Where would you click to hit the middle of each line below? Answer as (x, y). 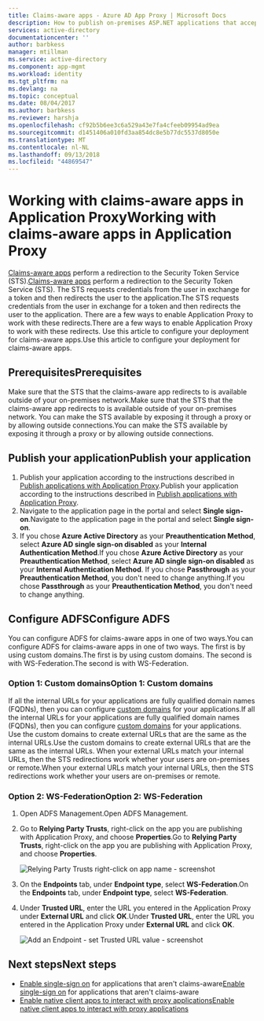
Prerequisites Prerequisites (75, 373)
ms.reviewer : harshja (44, 118)
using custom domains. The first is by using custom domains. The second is (130, 655)
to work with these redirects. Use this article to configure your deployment (128, 331)
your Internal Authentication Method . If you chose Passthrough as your (137, 569)
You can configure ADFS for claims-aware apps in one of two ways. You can (131, 638)
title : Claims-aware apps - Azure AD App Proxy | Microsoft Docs (117, 15)
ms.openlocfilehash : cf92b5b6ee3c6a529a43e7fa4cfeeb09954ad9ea (114, 125)
